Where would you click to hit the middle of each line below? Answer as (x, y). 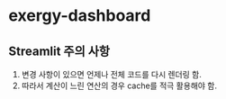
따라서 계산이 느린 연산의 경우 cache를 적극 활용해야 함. (119, 85)
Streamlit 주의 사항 (59, 51)
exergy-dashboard (80, 16)
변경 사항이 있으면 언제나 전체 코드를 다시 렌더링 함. (111, 74)
